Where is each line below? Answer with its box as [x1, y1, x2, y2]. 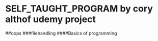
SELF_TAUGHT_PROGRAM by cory [5, 3, 153, 14]
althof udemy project [5, 13, 96, 25]
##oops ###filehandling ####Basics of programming [5, 30, 117, 36]
